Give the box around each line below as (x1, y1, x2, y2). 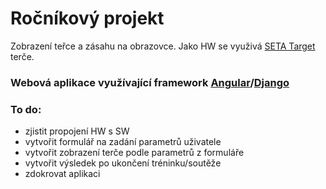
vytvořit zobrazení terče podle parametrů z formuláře (24, 147, 245, 159)
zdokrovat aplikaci (24, 168, 101, 180)
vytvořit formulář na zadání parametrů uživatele (24, 136, 222, 148)
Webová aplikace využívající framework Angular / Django (10, 75, 290, 89)
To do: (10, 102, 42, 116)
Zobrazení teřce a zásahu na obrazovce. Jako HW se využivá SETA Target (10, 40, 316, 52)
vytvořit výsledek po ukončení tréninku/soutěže (24, 157, 222, 169)
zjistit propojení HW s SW (24, 125, 130, 137)
